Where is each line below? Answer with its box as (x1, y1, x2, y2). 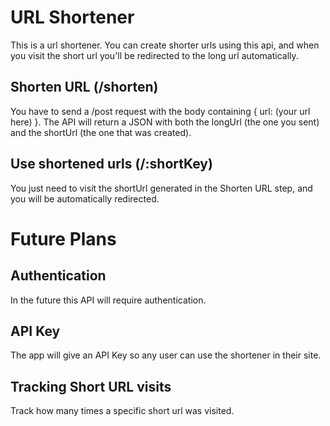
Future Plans (10, 227, 117, 250)
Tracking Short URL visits (10, 378, 172, 395)
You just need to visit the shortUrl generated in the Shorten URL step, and (10, 182, 313, 194)
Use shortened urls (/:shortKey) (10, 156, 213, 173)
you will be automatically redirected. (10, 192, 160, 205)
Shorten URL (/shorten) (10, 79, 159, 96)
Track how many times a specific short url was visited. (10, 405, 235, 417)
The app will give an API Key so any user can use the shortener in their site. (10, 349, 322, 361)
